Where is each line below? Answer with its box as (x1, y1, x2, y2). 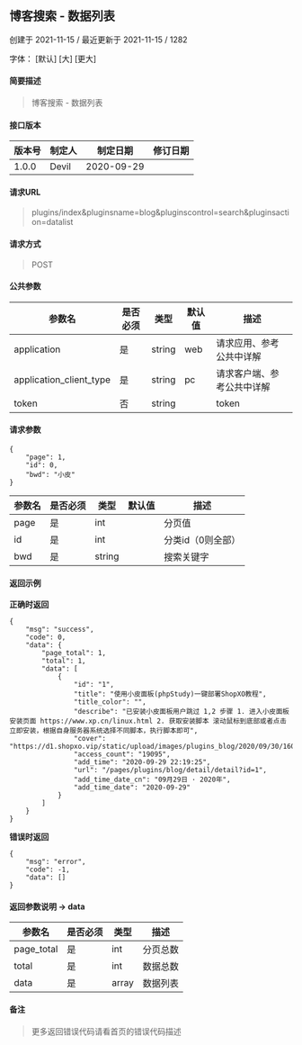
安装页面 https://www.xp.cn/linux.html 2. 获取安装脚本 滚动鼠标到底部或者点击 (9, 716, 288, 726)
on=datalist (31, 217, 74, 228)
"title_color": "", (73, 698, 147, 707)
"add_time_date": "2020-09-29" (73, 783, 191, 792)
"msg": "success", (25, 625, 94, 635)
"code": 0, (25, 633, 67, 642)
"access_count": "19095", (73, 750, 171, 759)
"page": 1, (25, 453, 67, 462)
